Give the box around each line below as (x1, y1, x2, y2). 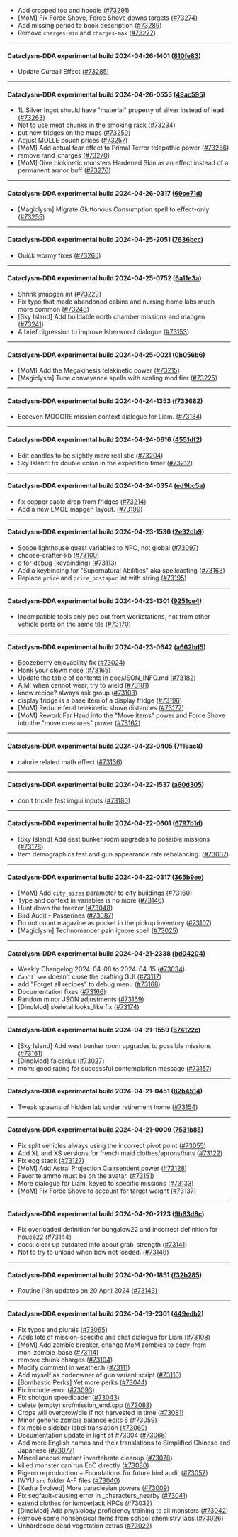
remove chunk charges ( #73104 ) (17, 1355, 113, 1364)
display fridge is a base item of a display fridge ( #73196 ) (17, 696, 183, 705)
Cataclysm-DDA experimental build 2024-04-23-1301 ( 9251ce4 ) (7, 596, 202, 605)
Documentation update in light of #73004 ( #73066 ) (17, 1431, 168, 1439)
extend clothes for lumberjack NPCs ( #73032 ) (17, 1499, 152, 1507)
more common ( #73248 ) (17, 305, 90, 314)
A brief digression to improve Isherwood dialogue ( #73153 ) (17, 328, 190, 336)
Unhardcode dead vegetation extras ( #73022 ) (17, 1521, 152, 1530)
